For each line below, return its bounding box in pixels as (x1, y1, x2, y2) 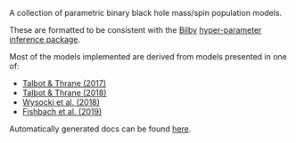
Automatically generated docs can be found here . (9, 123, 192, 134)
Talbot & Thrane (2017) (21, 78, 107, 88)
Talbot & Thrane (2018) (21, 88, 107, 98)
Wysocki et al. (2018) (21, 97, 101, 107)
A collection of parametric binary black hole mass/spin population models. (9, 8, 283, 18)
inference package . (9, 35, 81, 44)
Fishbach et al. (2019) (21, 107, 103, 116)
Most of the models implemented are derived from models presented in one (9, 52, 287, 61)
